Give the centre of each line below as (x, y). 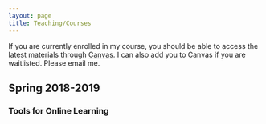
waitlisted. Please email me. (54, 63)
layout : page (30, 16)
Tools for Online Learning (59, 110)
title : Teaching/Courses (50, 23)
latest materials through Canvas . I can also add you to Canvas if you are (127, 54)
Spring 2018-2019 (54, 88)
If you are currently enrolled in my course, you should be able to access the (133, 46)
